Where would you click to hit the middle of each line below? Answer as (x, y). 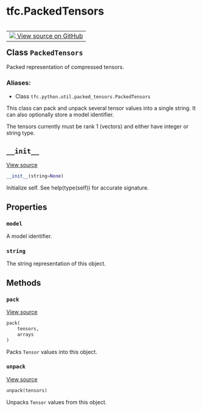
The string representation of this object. (56, 264)
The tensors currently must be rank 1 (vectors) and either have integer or (97, 126)
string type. (21, 133)
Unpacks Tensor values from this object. (57, 402)
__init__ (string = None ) (35, 176)
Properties (27, 207)
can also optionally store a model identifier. (60, 115)
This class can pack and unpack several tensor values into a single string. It (101, 108)
